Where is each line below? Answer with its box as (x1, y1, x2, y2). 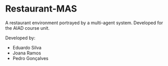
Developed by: (5, 35, 35, 41)
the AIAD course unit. (5, 25, 50, 31)
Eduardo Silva (12, 44, 42, 50)
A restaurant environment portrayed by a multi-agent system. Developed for (5, 20, 163, 26)
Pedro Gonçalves (12, 55, 49, 61)
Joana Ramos (12, 50, 41, 56)
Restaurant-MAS (5, 3, 77, 15)
